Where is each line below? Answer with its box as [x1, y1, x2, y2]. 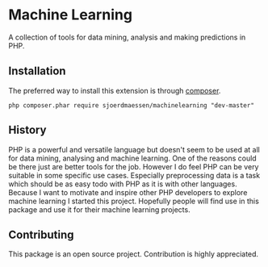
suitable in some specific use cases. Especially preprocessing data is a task [8, 170, 261, 180]
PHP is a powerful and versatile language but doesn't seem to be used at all [8, 144, 261, 154]
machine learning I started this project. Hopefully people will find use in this [8, 196, 260, 206]
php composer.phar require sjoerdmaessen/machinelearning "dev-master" [8, 101, 254, 110]
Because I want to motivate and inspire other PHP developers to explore [8, 187, 248, 197]
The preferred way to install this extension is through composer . [8, 86, 221, 95]
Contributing [8, 227, 74, 241]
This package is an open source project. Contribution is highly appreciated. [8, 249, 259, 259]
